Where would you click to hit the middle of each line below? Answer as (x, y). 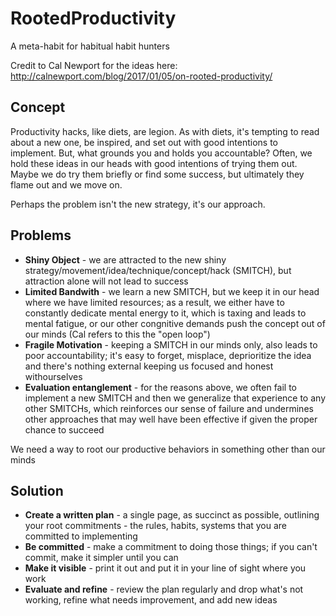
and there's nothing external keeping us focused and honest (149, 366)
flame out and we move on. (66, 184)
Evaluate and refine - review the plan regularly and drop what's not (164, 589)
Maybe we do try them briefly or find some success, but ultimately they (157, 174)
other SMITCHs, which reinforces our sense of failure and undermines (169, 408)
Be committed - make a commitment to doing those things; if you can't (171, 547)
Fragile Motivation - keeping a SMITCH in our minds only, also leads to (171, 344)
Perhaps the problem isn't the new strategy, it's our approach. (138, 204)
